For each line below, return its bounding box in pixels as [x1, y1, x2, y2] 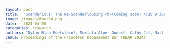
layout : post [5, 7, 33, 12]
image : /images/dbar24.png [5, 16, 62, 21]
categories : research [5, 26, 51, 31]
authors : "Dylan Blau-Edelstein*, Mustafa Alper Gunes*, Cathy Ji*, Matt [5, 30, 164, 35]
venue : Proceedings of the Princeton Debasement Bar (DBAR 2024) [5, 35, 146, 40]
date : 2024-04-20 [5, 21, 47, 26]
